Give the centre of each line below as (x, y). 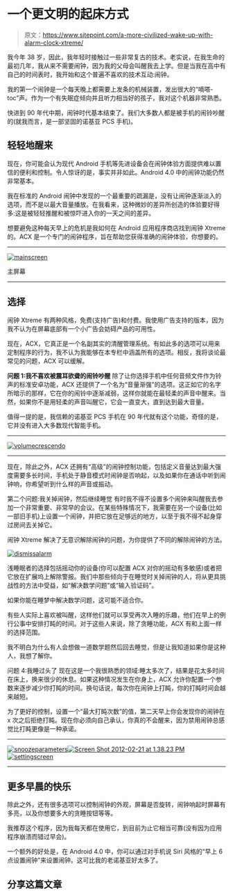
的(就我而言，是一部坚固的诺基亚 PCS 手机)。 (72, 121)
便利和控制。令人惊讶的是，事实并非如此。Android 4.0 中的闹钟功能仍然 (122, 172)
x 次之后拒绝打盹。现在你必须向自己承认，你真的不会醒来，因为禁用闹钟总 (113, 720)
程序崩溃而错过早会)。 (39, 837)
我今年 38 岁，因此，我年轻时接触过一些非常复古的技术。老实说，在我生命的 (116, 57)
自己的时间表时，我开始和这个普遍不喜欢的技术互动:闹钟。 (90, 74)
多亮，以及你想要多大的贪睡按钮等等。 (62, 813)
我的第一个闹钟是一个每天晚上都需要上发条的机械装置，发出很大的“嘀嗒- (110, 89)
